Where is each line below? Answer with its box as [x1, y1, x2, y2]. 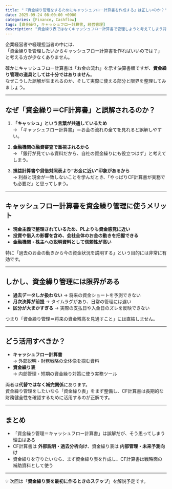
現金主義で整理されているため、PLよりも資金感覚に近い [12, 226, 131, 232]
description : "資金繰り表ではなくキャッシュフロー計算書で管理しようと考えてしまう [5, 27, 163, 32]
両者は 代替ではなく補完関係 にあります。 [5, 382, 91, 388]
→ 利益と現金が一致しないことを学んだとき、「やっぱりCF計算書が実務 [12, 174, 161, 180]
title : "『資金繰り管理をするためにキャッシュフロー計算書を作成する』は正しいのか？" [5, 7, 167, 13]
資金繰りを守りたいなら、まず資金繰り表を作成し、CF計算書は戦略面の [12, 456, 163, 462]
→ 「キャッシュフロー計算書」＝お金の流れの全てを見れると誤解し [12, 126, 153, 132]
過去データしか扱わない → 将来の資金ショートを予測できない [12, 292, 141, 298]
